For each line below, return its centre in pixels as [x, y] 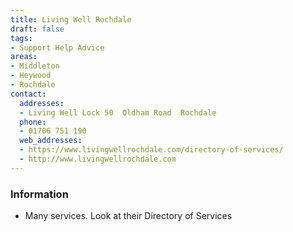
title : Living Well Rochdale [71, 19]
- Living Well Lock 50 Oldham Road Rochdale [118, 112]
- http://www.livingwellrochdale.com [98, 159]
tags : [21, 38]
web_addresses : [51, 141]
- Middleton [35, 66]
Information [39, 194]
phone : [33, 122]
